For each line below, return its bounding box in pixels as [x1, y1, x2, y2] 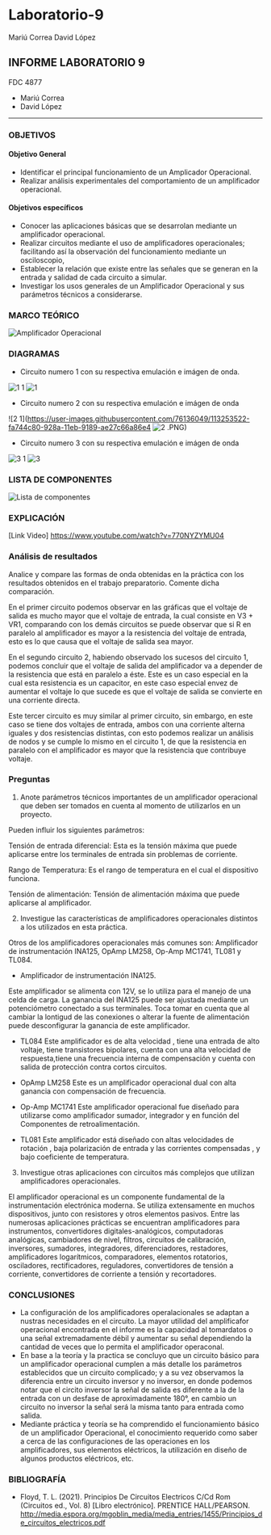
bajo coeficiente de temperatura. [19, 1152, 130, 1162]
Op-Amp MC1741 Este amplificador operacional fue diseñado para [19, 1102, 240, 1111]
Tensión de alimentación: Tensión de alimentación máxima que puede [8, 889, 240, 899]
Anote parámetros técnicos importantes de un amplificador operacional [19, 792, 258, 802]
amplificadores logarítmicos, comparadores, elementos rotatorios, [8, 1251, 228, 1262]
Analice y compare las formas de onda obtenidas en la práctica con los [8, 569, 244, 579]
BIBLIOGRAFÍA [8, 1474, 67, 1485]
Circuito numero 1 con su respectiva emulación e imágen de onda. [19, 366, 240, 377]
